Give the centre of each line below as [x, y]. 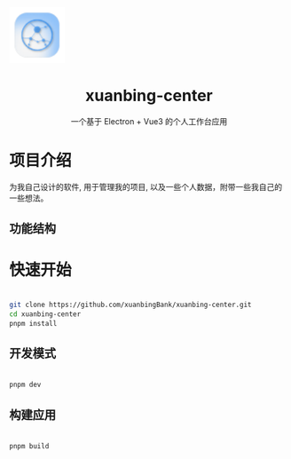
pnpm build [29, 446]
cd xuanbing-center [45, 314]
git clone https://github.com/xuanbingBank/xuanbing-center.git [130, 305]
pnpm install [33, 323]
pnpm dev [25, 385]
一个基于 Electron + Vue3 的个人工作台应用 [149, 121]
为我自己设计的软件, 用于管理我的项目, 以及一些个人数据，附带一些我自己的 [145, 186]
